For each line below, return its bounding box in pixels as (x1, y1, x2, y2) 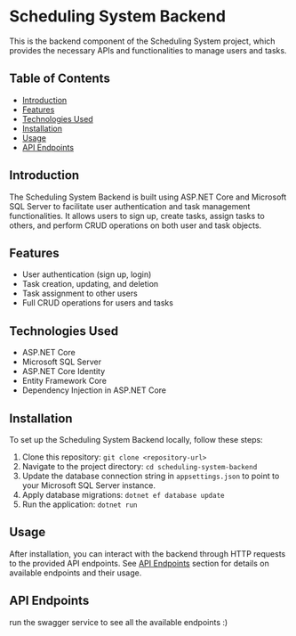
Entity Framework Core (21, 376, 107, 387)
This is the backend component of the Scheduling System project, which (9, 36, 276, 46)
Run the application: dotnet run (21, 499, 138, 510)
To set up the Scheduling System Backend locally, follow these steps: (9, 435, 264, 444)
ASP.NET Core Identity (21, 366, 106, 377)
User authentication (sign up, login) (21, 269, 152, 280)
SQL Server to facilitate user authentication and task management (9, 200, 251, 211)
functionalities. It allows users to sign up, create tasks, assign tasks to (9, 210, 265, 221)
